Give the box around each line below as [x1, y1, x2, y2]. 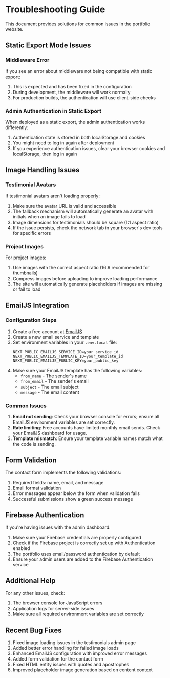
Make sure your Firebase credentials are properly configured [12, 534, 142, 540]
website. [5, 26, 24, 32]
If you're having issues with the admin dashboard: [5, 524, 111, 530]
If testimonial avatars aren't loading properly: [5, 193, 100, 199]
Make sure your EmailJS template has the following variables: [12, 367, 142, 373]
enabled [12, 545, 30, 551]
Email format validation [12, 485, 61, 491]
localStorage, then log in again [12, 151, 77, 157]
